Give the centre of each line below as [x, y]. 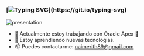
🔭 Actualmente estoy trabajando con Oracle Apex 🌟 [76, 34]
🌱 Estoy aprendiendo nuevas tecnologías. [65, 40]
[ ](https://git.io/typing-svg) [66, 10]
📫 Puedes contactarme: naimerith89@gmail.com [74, 47]
